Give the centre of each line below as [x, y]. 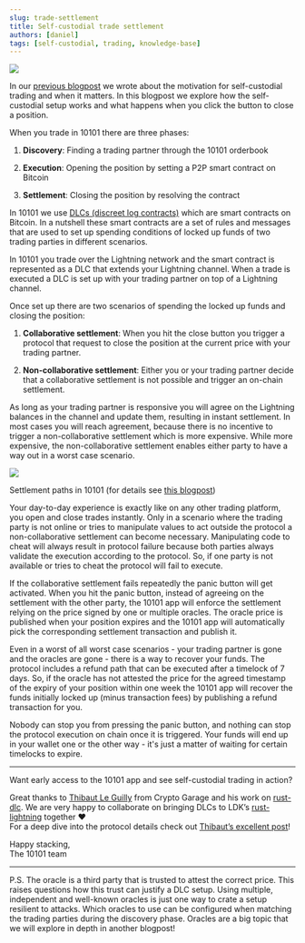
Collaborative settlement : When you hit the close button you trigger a [154, 334]
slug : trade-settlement [54, 18]
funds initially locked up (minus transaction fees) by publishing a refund [143, 697]
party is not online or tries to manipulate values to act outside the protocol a [151, 527]
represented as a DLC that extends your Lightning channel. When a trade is [150, 269]
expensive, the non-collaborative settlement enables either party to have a [149, 446]
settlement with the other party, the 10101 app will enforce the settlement [145, 603]
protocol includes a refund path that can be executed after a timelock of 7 [147, 668]
